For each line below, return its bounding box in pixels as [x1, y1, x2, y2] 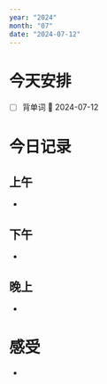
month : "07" [9, 21, 53, 30]
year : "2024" [9, 12, 57, 22]
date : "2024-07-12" [9, 29, 81, 38]
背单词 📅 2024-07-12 [21, 102, 99, 112]
